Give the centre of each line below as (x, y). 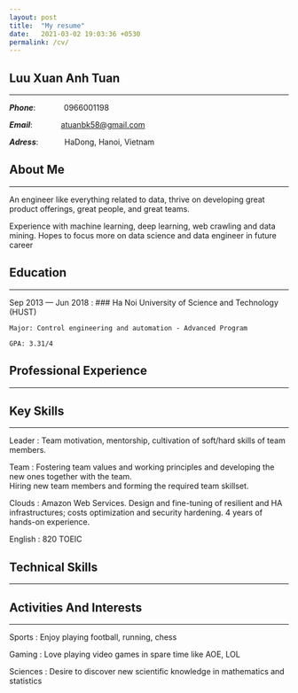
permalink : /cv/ (39, 42)
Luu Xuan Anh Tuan (65, 78)
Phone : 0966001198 (59, 108)
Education (38, 273)
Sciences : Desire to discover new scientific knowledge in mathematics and (147, 671)
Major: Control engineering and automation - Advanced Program (129, 328)
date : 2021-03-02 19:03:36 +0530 (75, 34)
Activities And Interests (76, 607)
